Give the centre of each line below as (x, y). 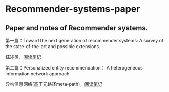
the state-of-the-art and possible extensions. (53, 46)
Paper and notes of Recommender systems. (77, 28)
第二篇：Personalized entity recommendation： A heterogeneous (74, 68)
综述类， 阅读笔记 (23, 57)
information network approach (37, 74)
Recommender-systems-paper (73, 9)
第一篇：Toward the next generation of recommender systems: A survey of (84, 41)
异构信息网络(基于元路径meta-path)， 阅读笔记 (54, 84)
